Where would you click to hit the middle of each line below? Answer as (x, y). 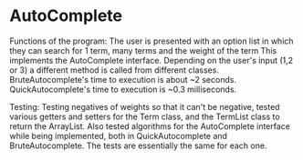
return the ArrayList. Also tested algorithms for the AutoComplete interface (150, 126)
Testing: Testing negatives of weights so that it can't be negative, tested (145, 106)
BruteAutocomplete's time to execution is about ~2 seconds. (123, 79)
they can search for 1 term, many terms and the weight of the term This (143, 50)
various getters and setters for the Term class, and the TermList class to (145, 116)
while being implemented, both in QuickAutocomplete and (119, 135)
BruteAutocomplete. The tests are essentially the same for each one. (138, 145)
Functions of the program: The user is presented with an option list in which (151, 41)
